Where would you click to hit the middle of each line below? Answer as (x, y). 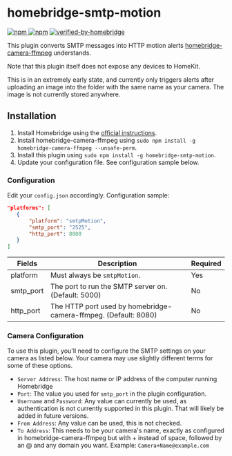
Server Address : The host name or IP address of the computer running (117, 379)
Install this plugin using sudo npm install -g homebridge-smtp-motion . (116, 155)
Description (117, 263)
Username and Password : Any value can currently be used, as (102, 401)
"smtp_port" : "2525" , (60, 227)
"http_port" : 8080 (55, 234)
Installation (32, 116)
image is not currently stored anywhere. (64, 94)
